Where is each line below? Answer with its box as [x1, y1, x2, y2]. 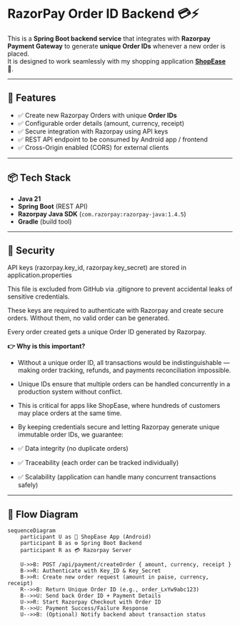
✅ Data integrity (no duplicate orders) [17, 444, 129, 453]
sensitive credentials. [7, 292, 70, 301]
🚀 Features [7, 92, 56, 104]
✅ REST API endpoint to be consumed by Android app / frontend [17, 135, 209, 144]
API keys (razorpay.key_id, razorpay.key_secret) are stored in [7, 264, 187, 272]
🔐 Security [7, 244, 55, 256]
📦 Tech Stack [7, 172, 71, 184]
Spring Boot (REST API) [17, 201, 88, 211]
